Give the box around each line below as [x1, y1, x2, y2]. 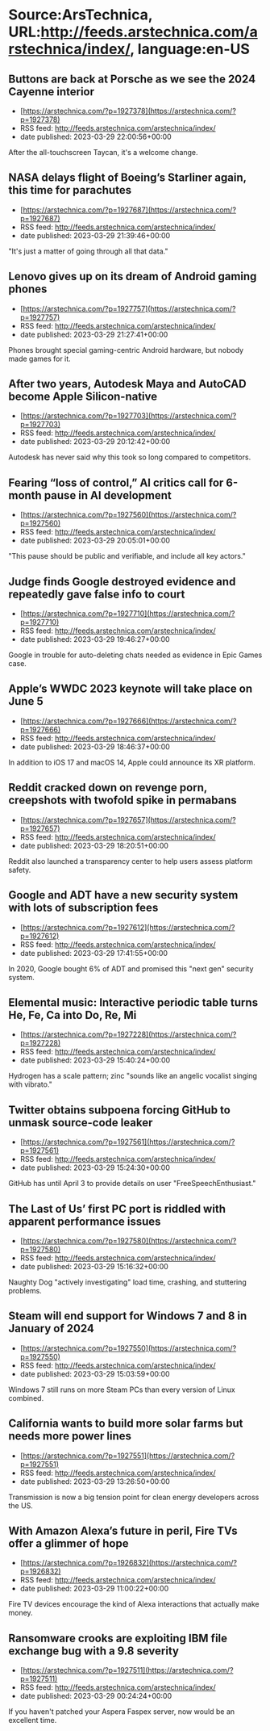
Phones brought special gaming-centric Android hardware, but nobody [8, 345, 244, 354]
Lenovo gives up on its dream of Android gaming [8, 270, 257, 283]
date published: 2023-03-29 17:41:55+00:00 [19, 948, 168, 958]
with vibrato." [8, 1079, 52, 1089]
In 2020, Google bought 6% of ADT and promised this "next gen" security [8, 963, 254, 974]
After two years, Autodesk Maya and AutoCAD [8, 377, 247, 391]
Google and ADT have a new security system [8, 888, 239, 902]
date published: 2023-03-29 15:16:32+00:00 [19, 1261, 169, 1271]
